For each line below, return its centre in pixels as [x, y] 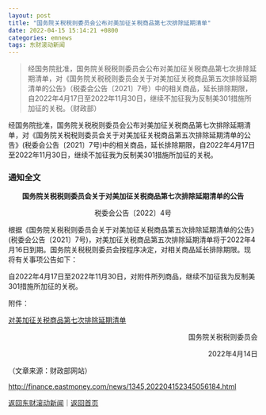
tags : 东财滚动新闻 [37, 45]
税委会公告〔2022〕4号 [133, 213]
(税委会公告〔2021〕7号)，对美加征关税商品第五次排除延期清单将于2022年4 [132, 240]
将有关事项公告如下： [43, 259]
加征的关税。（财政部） [64, 109]
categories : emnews [40, 38]
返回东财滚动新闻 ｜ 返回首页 [53, 403]
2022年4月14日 [233, 354]
